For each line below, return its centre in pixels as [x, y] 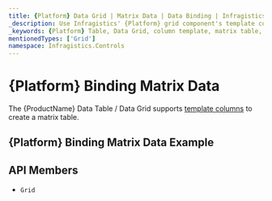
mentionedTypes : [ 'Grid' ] [52, 38]
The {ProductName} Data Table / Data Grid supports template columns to [130, 109]
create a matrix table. [44, 118]
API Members [43, 170]
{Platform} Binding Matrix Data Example [111, 143]
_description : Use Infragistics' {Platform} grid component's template [132, 24]
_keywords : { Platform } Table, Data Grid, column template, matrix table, [136, 31]
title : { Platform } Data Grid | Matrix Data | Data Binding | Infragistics [137, 16]
